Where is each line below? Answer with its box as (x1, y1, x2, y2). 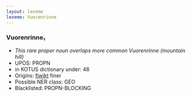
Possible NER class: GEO (14, 78, 76, 85)
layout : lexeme (6, 8, 44, 15)
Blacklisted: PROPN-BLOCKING (14, 84, 92, 91)
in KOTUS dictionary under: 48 (14, 65, 90, 72)
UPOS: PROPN (14, 59, 50, 67)
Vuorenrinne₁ (6, 34, 46, 42)
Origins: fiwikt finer (14, 72, 61, 79)
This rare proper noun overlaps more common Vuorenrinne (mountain (14, 47, 186, 54)
